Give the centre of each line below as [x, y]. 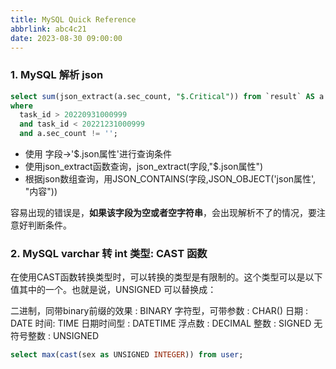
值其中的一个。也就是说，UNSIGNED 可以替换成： [113, 290]
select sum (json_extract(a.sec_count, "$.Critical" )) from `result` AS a [167, 96]
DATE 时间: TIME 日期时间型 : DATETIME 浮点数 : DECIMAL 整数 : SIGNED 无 [166, 323]
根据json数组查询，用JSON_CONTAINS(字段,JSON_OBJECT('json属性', [170, 179]
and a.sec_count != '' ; [68, 134]
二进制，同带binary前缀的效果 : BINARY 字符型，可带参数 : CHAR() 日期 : [159, 311]
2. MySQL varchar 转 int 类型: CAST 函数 [109, 253]
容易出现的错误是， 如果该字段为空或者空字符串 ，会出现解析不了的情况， [159, 213]
